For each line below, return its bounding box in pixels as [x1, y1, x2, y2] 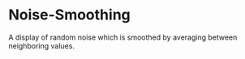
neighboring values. [8, 40, 75, 50]
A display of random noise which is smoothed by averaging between [8, 32, 238, 42]
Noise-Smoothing [8, 6, 131, 24]
